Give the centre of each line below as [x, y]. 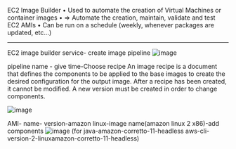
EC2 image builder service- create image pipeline [79, 53]
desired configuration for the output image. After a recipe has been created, [117, 81]
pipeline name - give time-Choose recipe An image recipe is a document [112, 66]
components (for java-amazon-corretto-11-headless [96, 131]
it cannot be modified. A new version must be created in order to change [112, 89]
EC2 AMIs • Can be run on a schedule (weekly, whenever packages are [111, 25]
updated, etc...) [29, 32]
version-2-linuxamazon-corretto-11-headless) [73, 138]
